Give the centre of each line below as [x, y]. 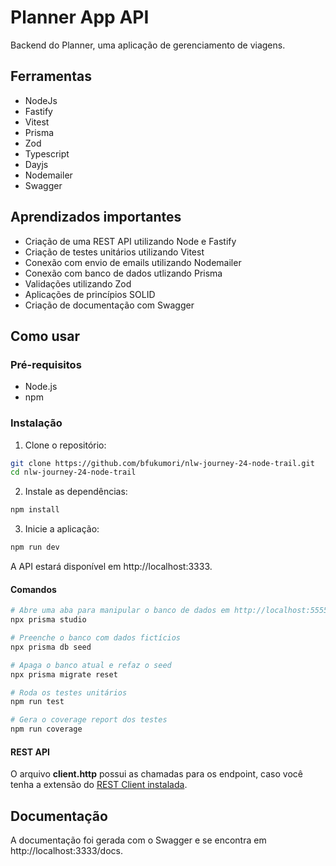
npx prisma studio [48, 620]
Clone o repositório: [65, 445]
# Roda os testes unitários [69, 692]
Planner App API [80, 17]
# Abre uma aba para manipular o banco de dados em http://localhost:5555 [169, 611]
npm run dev [35, 547]
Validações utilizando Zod [78, 283]
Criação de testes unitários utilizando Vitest [114, 252]
